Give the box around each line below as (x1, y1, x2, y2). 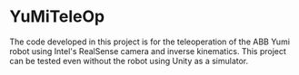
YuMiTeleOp (9, 6, 105, 27)
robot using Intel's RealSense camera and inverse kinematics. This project (9, 45, 286, 56)
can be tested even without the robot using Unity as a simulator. (9, 55, 249, 66)
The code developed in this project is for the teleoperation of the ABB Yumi (9, 36, 291, 47)
